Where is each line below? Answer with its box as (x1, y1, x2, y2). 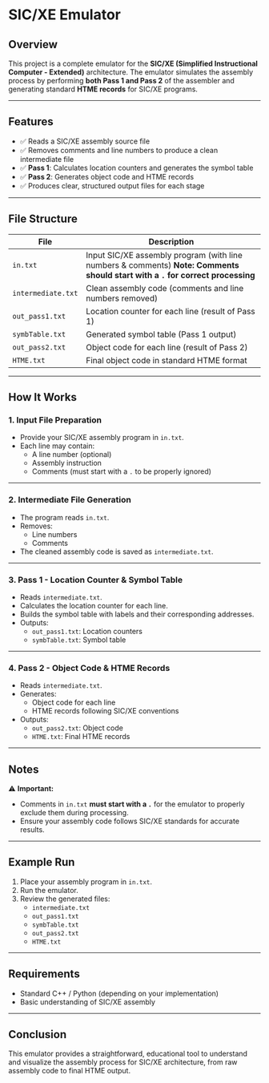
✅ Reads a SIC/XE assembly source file (19, 136, 151, 146)
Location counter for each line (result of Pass (85, 305, 256, 317)
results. (19, 825, 46, 834)
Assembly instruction (31, 459, 102, 468)
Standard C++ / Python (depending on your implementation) (19, 988, 219, 998)
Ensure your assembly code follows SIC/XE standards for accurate (19, 816, 240, 826)
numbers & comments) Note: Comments (85, 259, 239, 270)
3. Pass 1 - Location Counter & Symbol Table (8, 574, 183, 585)
